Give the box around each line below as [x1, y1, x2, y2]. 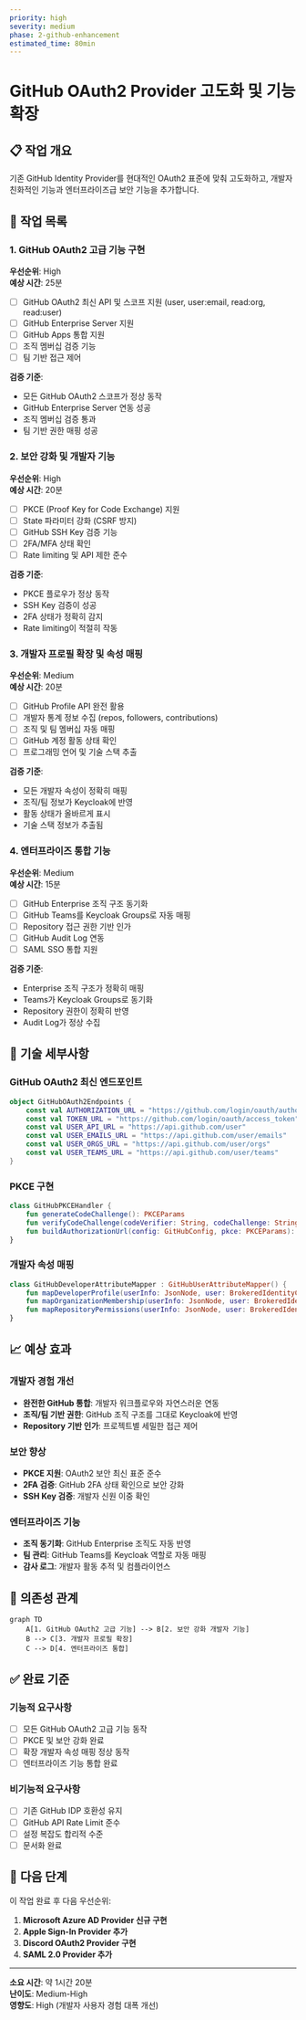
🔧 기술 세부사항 [9, 1047, 89, 1062]
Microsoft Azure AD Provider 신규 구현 [22, 1914, 168, 1925]
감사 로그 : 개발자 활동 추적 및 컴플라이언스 [22, 1561, 171, 1572]
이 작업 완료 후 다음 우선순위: [9, 1895, 112, 1906]
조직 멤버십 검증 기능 [22, 341, 97, 352]
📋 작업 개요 [9, 142, 73, 158]
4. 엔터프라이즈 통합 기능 [9, 845, 111, 857]
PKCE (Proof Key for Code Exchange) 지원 [22, 503, 180, 514]
